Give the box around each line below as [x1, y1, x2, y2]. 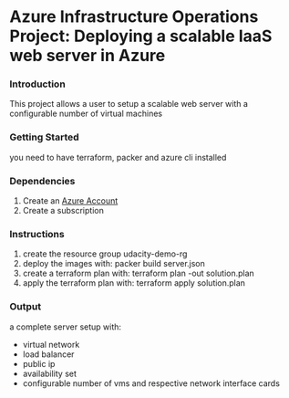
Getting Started [9, 131, 79, 143]
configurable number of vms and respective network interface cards [22, 377, 281, 389]
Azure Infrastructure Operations [9, 6, 259, 27]
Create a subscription [22, 205, 105, 216]
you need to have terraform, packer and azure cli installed [9, 152, 227, 162]
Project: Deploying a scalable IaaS [9, 26, 273, 47]
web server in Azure [9, 46, 166, 66]
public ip [22, 358, 56, 369]
